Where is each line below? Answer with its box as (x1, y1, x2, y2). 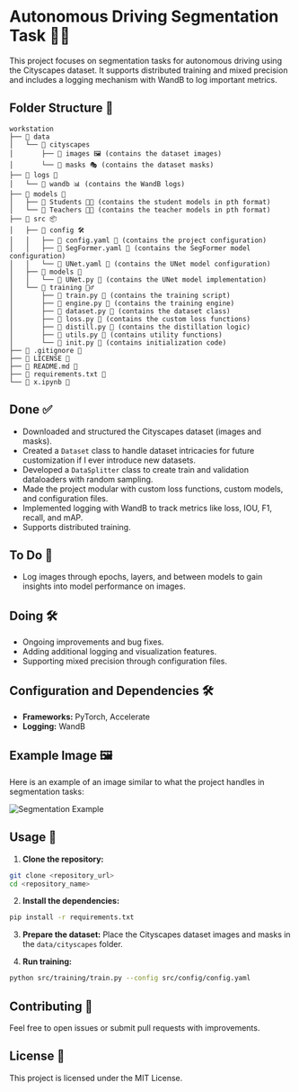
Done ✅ (9, 402, 53, 418)
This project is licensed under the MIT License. (9, 1072, 183, 1083)
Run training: (22, 956, 73, 967)
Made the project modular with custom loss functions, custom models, (22, 483, 284, 494)
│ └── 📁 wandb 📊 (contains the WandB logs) (9, 179, 186, 188)
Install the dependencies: (22, 896, 119, 907)
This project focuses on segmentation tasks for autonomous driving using (9, 55, 283, 66)
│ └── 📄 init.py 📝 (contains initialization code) (9, 338, 227, 347)
